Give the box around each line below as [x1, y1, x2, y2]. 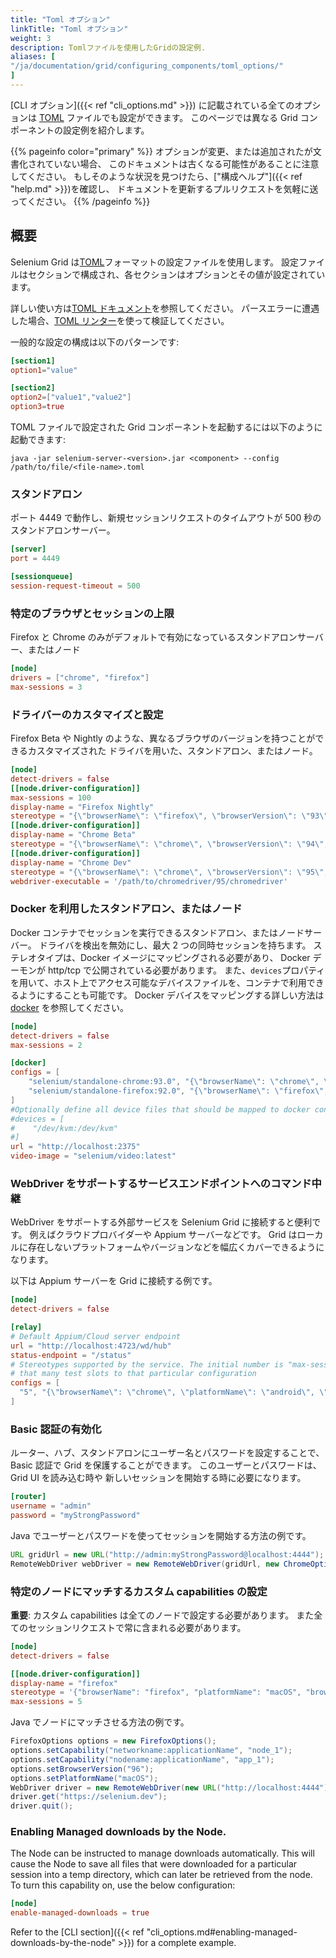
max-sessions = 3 [10, 682, 83, 692]
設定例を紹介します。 [62, 124, 150, 136]
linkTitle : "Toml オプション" [10, 24, 129, 34]
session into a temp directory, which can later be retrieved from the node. [10, 1869, 313, 1881]
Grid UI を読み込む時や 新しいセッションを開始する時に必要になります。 [10, 1472, 307, 1484]
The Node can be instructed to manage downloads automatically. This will [10, 1847, 315, 1860]
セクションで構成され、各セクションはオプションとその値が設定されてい [27, 268, 326, 280]
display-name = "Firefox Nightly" [10, 802, 155, 812]
